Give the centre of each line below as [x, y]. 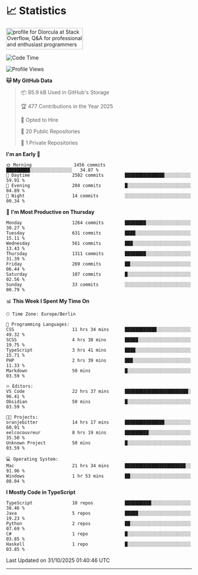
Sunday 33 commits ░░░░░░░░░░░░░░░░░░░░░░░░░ [99, 285]
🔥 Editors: [20, 386]
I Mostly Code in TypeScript [41, 492]
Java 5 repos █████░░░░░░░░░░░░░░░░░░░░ [99, 513]
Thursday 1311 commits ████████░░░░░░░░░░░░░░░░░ [99, 253]
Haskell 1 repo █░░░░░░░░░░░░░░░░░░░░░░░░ [99, 544]
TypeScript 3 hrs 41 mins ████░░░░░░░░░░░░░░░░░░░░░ [99, 350]
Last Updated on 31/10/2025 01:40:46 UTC [58, 560]
